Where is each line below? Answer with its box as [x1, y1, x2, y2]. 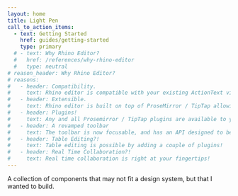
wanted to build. [7, 182, 55, 190]
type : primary [20, 43, 62, 50]
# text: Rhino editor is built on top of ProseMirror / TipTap [7, 103, 211, 110]
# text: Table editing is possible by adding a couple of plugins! [7, 142, 223, 149]
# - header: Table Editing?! [7, 135, 100, 142]
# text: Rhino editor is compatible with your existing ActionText [7, 89, 223, 96]
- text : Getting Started [13, 30, 87, 38]
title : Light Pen [7, 17, 59, 24]
